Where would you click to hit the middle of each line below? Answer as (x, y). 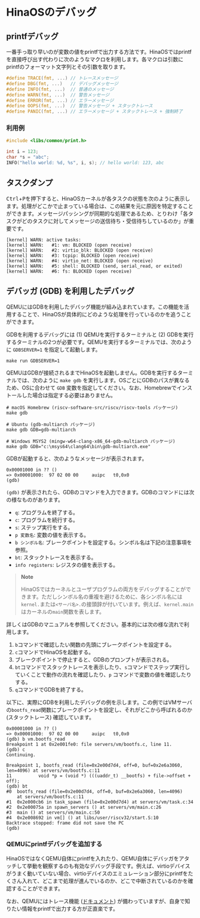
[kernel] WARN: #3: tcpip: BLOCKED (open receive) (73, 255)
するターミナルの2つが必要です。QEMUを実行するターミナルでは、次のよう (99, 342)
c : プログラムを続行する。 (47, 520)
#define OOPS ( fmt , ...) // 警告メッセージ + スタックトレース (80, 106)
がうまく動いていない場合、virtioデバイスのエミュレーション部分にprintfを (97, 873)
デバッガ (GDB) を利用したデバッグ (70, 291)
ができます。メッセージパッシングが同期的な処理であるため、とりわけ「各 (97, 213)
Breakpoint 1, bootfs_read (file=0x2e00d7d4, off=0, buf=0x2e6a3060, (95, 765)
